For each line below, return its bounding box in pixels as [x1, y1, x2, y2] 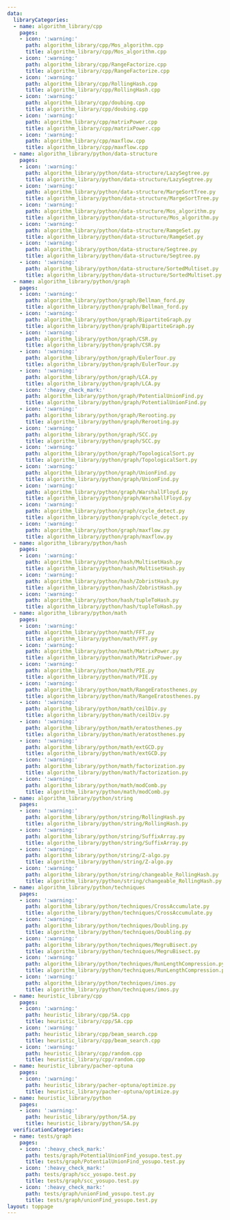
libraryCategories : [13, 16, 69, 23]
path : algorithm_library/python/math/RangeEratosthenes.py [25, 686, 197, 693]
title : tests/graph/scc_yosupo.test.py [25, 1177, 139, 1184]
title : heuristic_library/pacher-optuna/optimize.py [25, 1088, 179, 1095]
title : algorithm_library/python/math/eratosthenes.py [25, 731, 186, 738]
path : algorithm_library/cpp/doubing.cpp [25, 99, 146, 106]
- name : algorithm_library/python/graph [13, 278, 130, 285]
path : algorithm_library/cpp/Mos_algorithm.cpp [25, 42, 164, 49]
